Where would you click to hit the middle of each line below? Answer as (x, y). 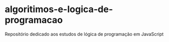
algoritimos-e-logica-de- (59, 9)
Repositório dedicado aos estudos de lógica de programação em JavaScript (84, 34)
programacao (34, 20)
